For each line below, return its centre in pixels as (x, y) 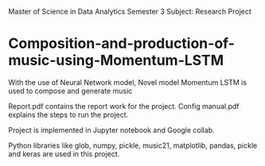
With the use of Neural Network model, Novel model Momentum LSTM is (128, 82)
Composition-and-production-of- (121, 44)
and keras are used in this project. (64, 153)
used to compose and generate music (70, 91)
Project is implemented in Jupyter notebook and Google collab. (111, 129)
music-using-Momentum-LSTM (116, 61)
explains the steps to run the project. (68, 114)
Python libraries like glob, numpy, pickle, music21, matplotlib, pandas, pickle (133, 145)
